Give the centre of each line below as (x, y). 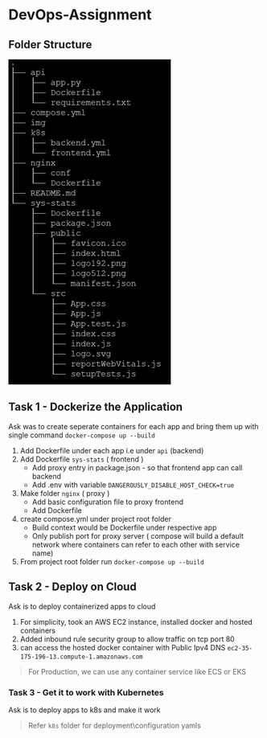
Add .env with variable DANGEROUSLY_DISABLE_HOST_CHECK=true (133, 485)
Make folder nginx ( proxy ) (65, 493)
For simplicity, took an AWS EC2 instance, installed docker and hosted (136, 621)
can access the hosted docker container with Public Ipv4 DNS (123, 647)
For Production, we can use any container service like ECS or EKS (137, 671)
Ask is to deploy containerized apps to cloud (82, 606)
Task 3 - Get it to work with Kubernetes (86, 692)
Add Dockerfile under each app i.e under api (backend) (112, 450)
